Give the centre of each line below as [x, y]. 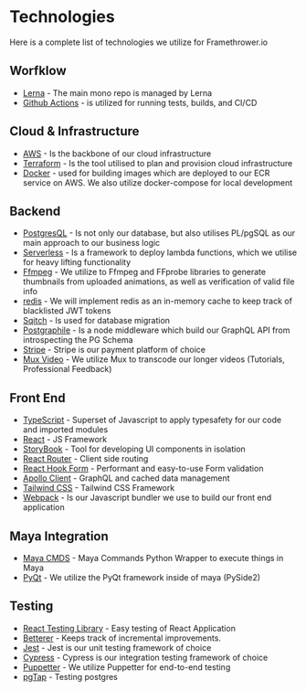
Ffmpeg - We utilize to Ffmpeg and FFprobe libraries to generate [144, 272]
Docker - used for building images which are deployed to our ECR [146, 173]
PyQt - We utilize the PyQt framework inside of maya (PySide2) [142, 577]
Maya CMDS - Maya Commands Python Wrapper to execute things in [153, 558]
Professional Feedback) [67, 369]
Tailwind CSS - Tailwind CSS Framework [99, 488]
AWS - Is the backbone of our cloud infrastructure [117, 154]
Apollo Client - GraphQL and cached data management [126, 478]
